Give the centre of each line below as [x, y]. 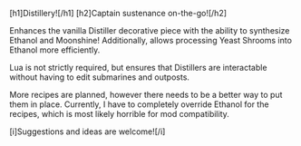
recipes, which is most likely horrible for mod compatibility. [119, 114]
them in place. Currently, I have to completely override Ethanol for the [139, 104]
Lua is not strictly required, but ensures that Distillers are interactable [138, 68]
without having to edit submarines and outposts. [100, 77]
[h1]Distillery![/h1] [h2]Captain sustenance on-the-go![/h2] [118, 13]
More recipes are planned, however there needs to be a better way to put [146, 95]
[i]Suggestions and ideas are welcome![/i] [87, 131]
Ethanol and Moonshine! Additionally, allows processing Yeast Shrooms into [151, 40]
